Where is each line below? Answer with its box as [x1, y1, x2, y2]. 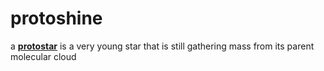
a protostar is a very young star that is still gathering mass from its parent [10, 40, 315, 52]
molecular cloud [10, 50, 77, 62]
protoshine [10, 7, 103, 30]
